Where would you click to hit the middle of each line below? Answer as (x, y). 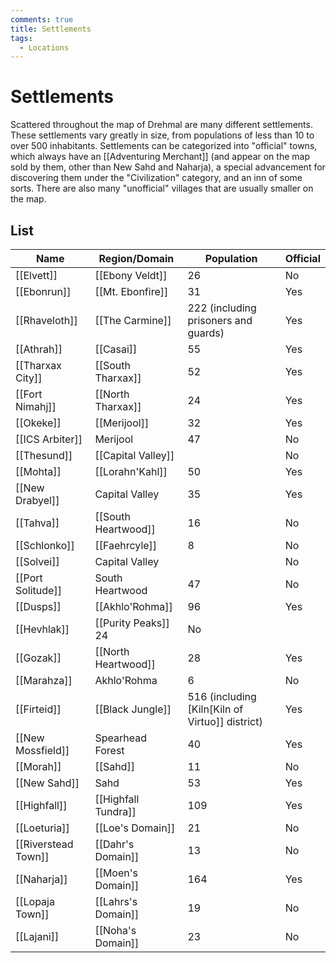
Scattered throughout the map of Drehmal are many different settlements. (161, 125)
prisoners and (220, 320)
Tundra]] (115, 811)
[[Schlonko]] (45, 545)
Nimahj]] (36, 406)
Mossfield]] (42, 750)
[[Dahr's (114, 844)
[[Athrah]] (39, 349)
